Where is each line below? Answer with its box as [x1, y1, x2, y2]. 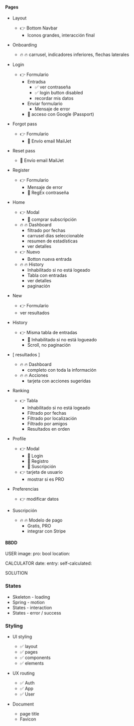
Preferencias [12, 486, 39, 492]
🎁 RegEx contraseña [27, 190, 69, 196]
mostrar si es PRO [27, 476, 65, 482]
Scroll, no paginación [27, 342, 71, 348]
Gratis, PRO [27, 523, 51, 529]
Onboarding [12, 42, 37, 48]
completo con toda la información [27, 367, 97, 373]
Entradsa [27, 79, 46, 85]
